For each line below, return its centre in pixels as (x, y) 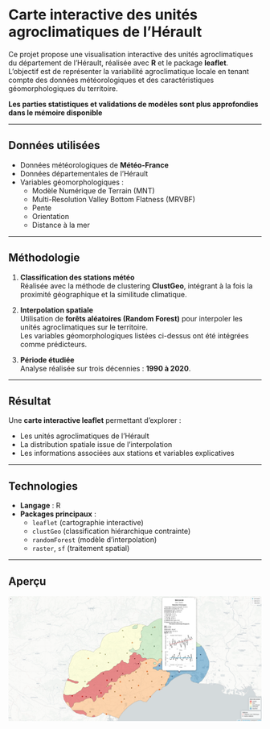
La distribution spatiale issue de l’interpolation (96, 445)
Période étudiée (47, 359)
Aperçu (27, 581)
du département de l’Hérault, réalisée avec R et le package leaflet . (119, 63)
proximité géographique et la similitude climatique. (103, 294)
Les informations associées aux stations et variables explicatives (127, 454)
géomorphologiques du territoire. (63, 88)
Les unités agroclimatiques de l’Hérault (85, 436)
